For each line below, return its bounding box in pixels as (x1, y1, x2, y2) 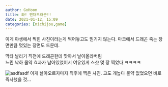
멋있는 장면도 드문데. (18, 42, 60, 49)
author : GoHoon (5, 7, 38, 13)
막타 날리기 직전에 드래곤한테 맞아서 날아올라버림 (5, 53, 102, 59)
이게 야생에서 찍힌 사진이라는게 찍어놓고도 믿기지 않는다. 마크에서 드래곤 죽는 (5, 36, 158, 42)
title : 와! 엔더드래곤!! (5, 12, 52, 17)
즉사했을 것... (5, 76, 32, 82)
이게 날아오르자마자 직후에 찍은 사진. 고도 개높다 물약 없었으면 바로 (30, 70, 162, 76)
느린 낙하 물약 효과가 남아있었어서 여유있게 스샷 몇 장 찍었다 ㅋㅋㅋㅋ (5, 59, 141, 66)
